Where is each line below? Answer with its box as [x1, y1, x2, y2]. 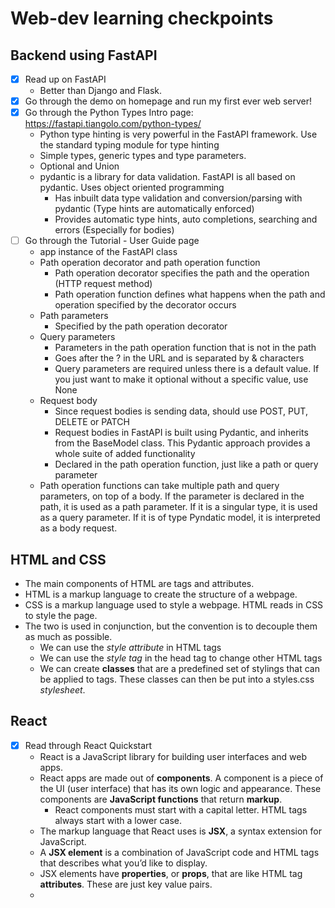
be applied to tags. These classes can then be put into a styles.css [39, 673, 315, 686]
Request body [39, 395, 98, 407]
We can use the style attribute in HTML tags [39, 642, 222, 654]
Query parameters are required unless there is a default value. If [54, 363, 320, 375]
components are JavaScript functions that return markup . [39, 793, 283, 805]
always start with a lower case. [54, 814, 182, 826]
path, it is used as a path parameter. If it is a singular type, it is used [39, 501, 318, 513]
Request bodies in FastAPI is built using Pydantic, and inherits [54, 427, 309, 439]
